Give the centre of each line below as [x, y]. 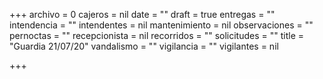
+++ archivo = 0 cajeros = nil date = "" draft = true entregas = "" [142, 14]
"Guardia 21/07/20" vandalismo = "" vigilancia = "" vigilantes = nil [144, 46]
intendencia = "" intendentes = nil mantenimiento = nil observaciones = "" [161, 25]
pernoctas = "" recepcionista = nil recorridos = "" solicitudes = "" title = [157, 35]
